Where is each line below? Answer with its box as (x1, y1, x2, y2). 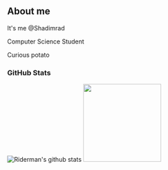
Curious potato (7, 50, 50, 59)
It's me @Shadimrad (7, 23, 66, 32)
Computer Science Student (7, 37, 84, 46)
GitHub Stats (7, 68, 51, 77)
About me (7, 6, 50, 17)
